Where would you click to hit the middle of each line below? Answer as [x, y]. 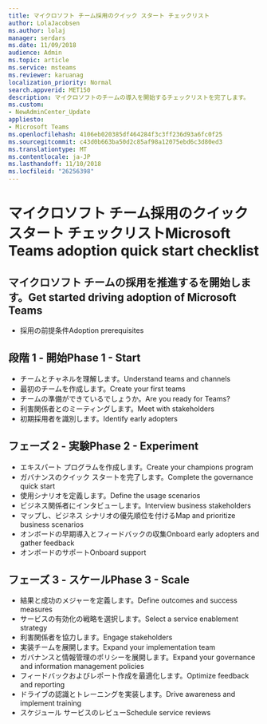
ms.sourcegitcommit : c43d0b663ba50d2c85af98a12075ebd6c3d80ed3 [116, 142]
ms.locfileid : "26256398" [51, 172]
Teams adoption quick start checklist [133, 251]
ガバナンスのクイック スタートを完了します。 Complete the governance [136, 477]
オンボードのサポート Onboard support [83, 552]
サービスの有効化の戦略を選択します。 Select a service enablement [129, 619]
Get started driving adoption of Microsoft [132, 297]
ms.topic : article [39, 61]
